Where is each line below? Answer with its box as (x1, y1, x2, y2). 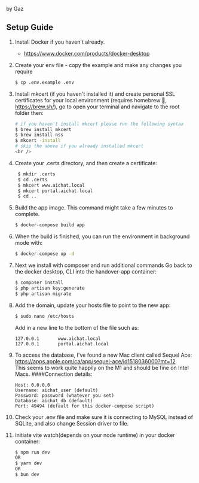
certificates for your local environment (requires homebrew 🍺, (14, 96, 167, 104)
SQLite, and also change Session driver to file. (14, 420, 129, 427)
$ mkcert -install (14, 138, 61, 144)
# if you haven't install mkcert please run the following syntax (14, 121, 184, 127)
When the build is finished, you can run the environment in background (14, 233, 190, 240)
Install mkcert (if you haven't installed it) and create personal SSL (14, 90, 176, 98)
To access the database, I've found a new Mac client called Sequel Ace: (14, 351, 192, 359)
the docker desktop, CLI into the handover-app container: (14, 268, 157, 275)
